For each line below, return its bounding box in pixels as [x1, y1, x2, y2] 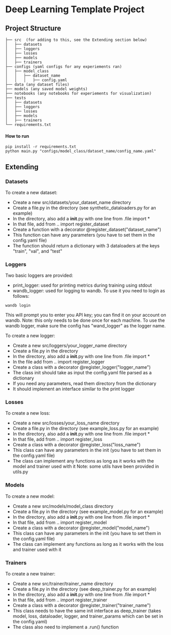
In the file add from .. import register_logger [12, 359, 105, 365]
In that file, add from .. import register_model [12, 519, 107, 525]
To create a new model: [5, 493, 55, 499]
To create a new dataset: [5, 189, 58, 195]
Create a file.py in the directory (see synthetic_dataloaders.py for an [12, 205, 157, 211]
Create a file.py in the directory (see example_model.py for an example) [12, 509, 164, 515]
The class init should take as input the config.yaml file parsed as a [12, 370, 152, 376]
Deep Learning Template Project [5, 4, 144, 15]
